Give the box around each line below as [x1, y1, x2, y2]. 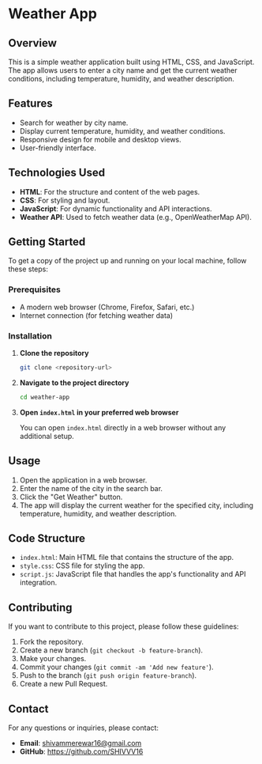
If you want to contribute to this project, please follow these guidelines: [8, 622, 239, 631]
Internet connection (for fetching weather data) [19, 310, 174, 320]
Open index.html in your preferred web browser [19, 407, 179, 417]
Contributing [8, 600, 73, 614]
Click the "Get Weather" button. [19, 492, 123, 501]
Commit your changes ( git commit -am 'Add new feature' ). [19, 662, 215, 672]
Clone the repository [19, 349, 89, 358]
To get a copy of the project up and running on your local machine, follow [8, 256, 247, 266]
